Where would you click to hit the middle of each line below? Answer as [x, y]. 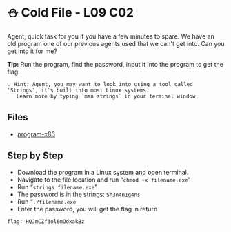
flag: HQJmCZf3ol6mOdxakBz [46, 221]
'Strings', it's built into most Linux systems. [78, 90]
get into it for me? [32, 51]
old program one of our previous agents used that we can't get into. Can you [116, 43]
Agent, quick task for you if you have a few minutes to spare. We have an [111, 36]
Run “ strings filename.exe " [57, 187]
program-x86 [36, 134]
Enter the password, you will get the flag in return [87, 209]
